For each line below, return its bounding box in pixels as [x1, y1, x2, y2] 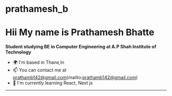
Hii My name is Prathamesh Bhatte [5, 27, 155, 39]
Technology [5, 49, 32, 55]
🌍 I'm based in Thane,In [12, 60, 64, 66]
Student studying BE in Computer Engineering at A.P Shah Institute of [5, 44, 157, 50]
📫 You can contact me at [12, 67, 67, 73]
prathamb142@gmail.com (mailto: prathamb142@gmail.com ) [12, 74, 138, 81]
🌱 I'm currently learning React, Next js [12, 80, 93, 86]
